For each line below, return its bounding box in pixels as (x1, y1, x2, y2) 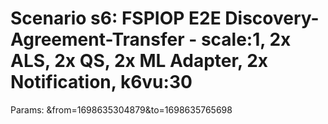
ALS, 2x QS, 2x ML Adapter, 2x (10, 50, 269, 72)
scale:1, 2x (200, 28, 292, 51)
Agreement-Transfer (10, 28, 185, 51)
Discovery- (224, 7, 320, 30)
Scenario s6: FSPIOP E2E (10, 7, 222, 30)
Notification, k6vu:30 (10, 71, 193, 94)
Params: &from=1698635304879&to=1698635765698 (10, 103, 233, 116)
